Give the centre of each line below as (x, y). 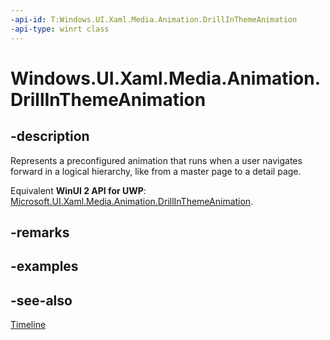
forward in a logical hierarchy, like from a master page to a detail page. (156, 171)
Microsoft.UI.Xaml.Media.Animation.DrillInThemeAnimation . (132, 201)
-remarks (40, 232)
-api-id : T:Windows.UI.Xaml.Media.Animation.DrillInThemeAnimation (154, 19)
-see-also (41, 300)
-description (50, 136)
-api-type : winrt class (60, 29)
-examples (44, 266)
